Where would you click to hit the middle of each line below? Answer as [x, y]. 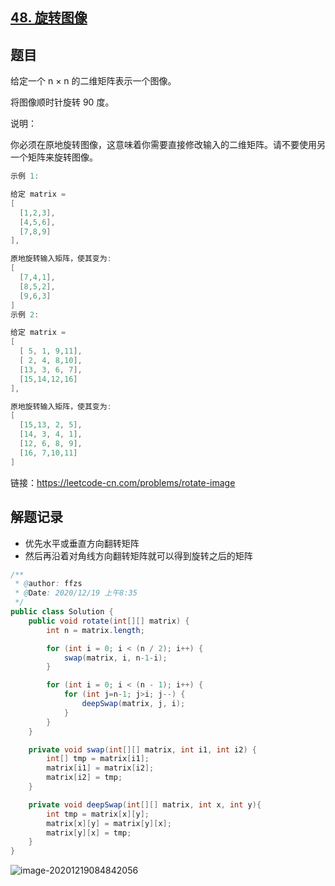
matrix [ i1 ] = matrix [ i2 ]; [100, 768]
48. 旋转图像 [49, 18]
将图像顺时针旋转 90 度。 [62, 102]
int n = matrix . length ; [95, 630]
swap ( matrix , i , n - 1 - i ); [115, 658]
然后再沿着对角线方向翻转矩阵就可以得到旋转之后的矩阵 [138, 555]
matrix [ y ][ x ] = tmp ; [89, 833]
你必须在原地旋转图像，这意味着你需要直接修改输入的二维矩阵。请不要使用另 [168, 145]
